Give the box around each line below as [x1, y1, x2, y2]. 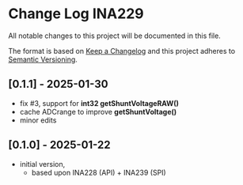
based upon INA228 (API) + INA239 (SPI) [31, 168, 166, 177]
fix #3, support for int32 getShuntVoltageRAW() [19, 98, 180, 108]
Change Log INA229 [8, 5, 144, 23]
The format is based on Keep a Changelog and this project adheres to [8, 46, 236, 55]
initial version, [19, 159, 66, 168]
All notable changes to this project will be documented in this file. [8, 31, 222, 40]
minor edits [19, 115, 57, 125]
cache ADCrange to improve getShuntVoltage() [19, 107, 177, 116]
